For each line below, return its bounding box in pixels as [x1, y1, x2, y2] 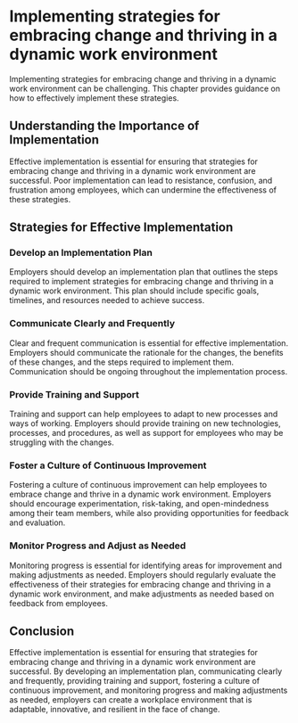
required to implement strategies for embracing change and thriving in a [9, 276, 274, 287]
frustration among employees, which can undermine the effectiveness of [9, 185, 277, 195]
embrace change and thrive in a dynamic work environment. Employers [9, 489, 272, 500]
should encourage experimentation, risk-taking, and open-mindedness [9, 498, 269, 509]
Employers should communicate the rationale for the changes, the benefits [9, 347, 284, 357]
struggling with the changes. [9, 437, 114, 448]
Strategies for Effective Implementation [9, 220, 234, 235]
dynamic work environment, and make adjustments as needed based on [9, 588, 275, 599]
